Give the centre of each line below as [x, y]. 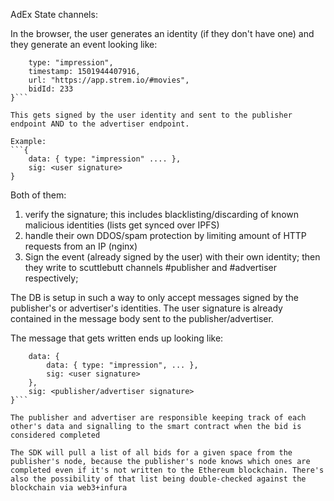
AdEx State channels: [54, 14]
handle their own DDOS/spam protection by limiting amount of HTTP [165, 235]
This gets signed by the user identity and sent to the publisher [151, 115]
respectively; [51, 278]
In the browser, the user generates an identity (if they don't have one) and [162, 33]
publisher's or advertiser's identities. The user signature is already [146, 308]
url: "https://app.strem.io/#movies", [109, 80]
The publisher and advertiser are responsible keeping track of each [158, 418]
